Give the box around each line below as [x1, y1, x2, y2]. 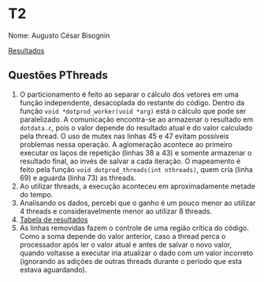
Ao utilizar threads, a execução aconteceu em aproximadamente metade [19, 181, 256, 191]
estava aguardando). [19, 265, 87, 274]
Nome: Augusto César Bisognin [8, 31, 110, 40]
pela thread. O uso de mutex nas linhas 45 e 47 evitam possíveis [19, 131, 229, 141]
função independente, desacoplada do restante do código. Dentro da [19, 97, 245, 107]
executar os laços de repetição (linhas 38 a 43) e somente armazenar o [19, 148, 252, 157]
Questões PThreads [8, 68, 108, 82]
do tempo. [19, 189, 54, 199]
